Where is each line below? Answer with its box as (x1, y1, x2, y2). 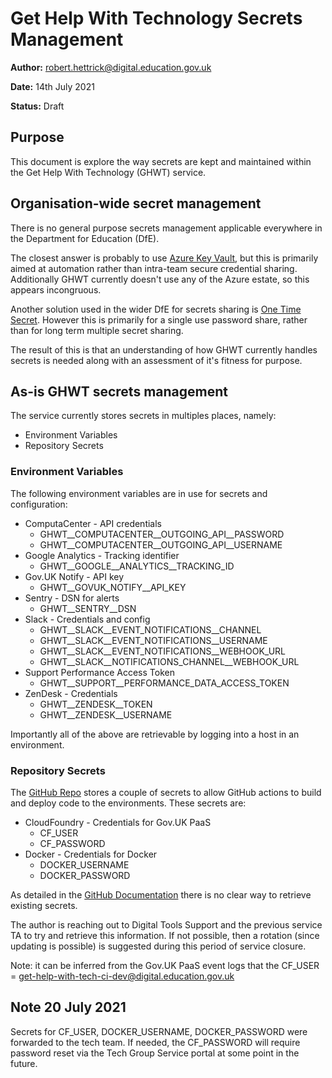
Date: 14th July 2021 (10, 80, 95, 92)
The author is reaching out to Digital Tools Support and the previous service (10, 918, 323, 931)
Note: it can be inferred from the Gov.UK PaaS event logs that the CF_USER (10, 959, 320, 971)
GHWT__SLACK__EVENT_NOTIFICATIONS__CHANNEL (39, 623, 262, 636)
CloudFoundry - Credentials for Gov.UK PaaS (24, 816, 212, 828)
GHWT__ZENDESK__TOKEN (39, 698, 153, 710)
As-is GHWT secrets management (10, 383, 228, 400)
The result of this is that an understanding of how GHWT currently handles (10, 343, 318, 356)
